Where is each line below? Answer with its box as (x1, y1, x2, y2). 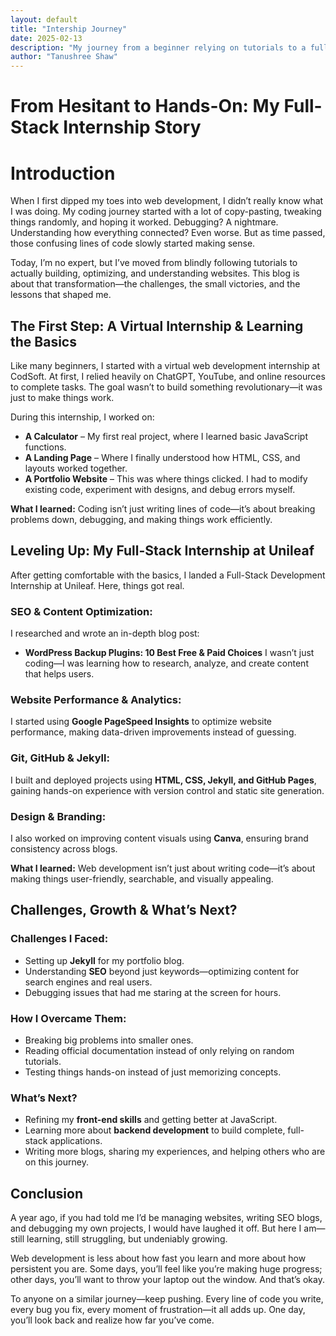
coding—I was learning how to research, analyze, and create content (24, 657, 309, 670)
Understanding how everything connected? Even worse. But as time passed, (10, 227, 326, 239)
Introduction (10, 162, 116, 185)
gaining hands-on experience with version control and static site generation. (10, 784, 325, 796)
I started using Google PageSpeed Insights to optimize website (10, 716, 273, 728)
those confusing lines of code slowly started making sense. (10, 237, 256, 250)
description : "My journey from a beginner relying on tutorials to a (10, 42, 307, 53)
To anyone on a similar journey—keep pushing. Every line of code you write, (10, 1293, 324, 1305)
